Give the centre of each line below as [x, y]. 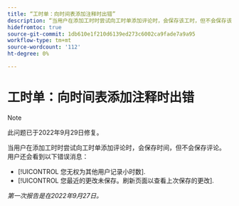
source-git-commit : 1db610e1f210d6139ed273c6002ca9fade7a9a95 [101, 34]
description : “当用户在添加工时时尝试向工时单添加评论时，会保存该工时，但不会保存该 [120, 21]
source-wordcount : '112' [44, 47]
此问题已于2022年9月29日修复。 [55, 132]
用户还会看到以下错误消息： [48, 156]
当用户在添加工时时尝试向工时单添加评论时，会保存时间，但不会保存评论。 [116, 148]
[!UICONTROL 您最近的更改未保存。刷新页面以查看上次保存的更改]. [116, 180]
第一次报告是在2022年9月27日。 [55, 195]
